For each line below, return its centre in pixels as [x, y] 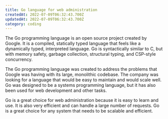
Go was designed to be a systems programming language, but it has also [80, 85]
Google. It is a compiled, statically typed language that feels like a [73, 44]
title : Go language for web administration [51, 10]
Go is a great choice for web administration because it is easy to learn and [82, 100]
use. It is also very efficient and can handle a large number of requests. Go [82, 105]
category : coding [23, 24]
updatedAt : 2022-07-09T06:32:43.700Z [45, 19]
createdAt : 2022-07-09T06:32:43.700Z [45, 15]
